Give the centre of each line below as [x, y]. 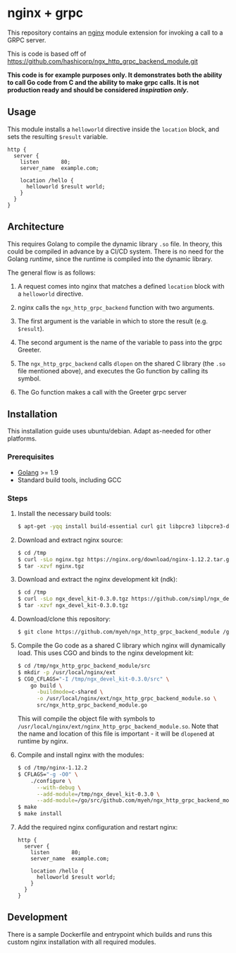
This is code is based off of [47, 54]
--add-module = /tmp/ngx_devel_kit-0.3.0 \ [98, 794]
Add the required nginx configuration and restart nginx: [98, 827]
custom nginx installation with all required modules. [82, 942]
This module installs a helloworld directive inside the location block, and [113, 129]
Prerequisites [31, 457]
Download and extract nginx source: [70, 540]
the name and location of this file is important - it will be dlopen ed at [116, 734]
